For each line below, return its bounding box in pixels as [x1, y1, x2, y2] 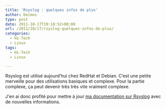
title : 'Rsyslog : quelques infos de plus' [5, 7, 98, 13]
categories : [5, 31, 30, 36]
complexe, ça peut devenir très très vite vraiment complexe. [5, 84, 130, 90]
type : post [5, 17, 28, 22]
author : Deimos [5, 12, 37, 17]
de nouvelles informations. [5, 99, 61, 105]
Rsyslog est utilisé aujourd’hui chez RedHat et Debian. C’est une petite [5, 73, 151, 79]
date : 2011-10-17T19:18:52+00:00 [5, 21, 76, 27]
